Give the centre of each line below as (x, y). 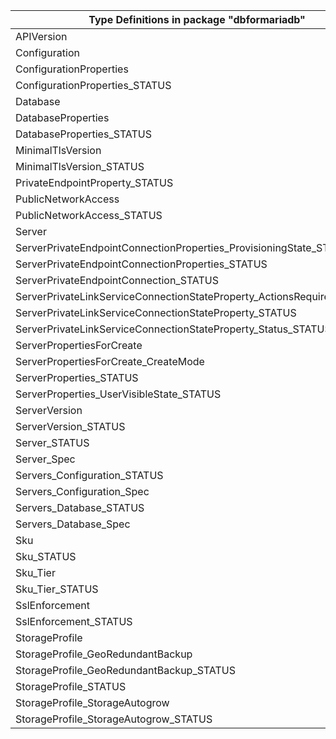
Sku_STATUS (46, 556)
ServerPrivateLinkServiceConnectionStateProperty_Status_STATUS (173, 329)
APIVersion (41, 36)
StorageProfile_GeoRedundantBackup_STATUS (126, 670)
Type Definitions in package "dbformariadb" (197, 19)
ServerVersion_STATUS (70, 426)
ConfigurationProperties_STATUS (93, 85)
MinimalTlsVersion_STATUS (80, 166)
